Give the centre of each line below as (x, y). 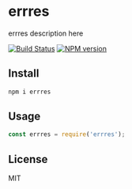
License (28, 159)
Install (24, 74)
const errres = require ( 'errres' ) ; (67, 134)
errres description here (46, 33)
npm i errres (30, 92)
